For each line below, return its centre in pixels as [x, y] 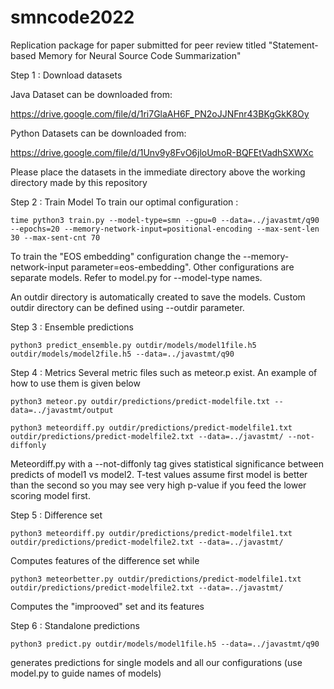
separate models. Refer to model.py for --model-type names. [136, 277]
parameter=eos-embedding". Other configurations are [182, 267]
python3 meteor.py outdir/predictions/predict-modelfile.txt [140, 401]
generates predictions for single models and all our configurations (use [156, 662]
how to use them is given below [75, 383]
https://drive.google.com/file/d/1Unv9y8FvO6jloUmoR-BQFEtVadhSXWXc [162, 152]
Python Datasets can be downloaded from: [98, 133]
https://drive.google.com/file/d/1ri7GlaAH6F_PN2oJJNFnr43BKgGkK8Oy [160, 113]
